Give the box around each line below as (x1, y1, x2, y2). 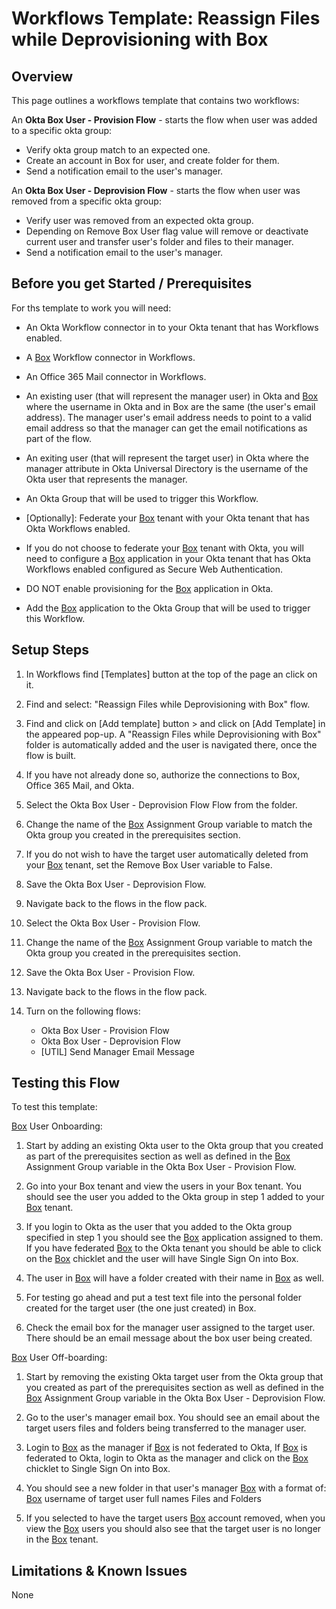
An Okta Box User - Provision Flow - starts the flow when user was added (11, 114, 318, 126)
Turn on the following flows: (25, 1005, 141, 1017)
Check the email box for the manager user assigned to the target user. (25, 1322, 316, 1334)
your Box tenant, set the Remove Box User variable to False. (25, 858, 273, 871)
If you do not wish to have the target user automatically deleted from (25, 848, 309, 860)
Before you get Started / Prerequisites (11, 275, 253, 292)
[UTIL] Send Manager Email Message (40, 1045, 195, 1057)
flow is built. (25, 749, 77, 761)
